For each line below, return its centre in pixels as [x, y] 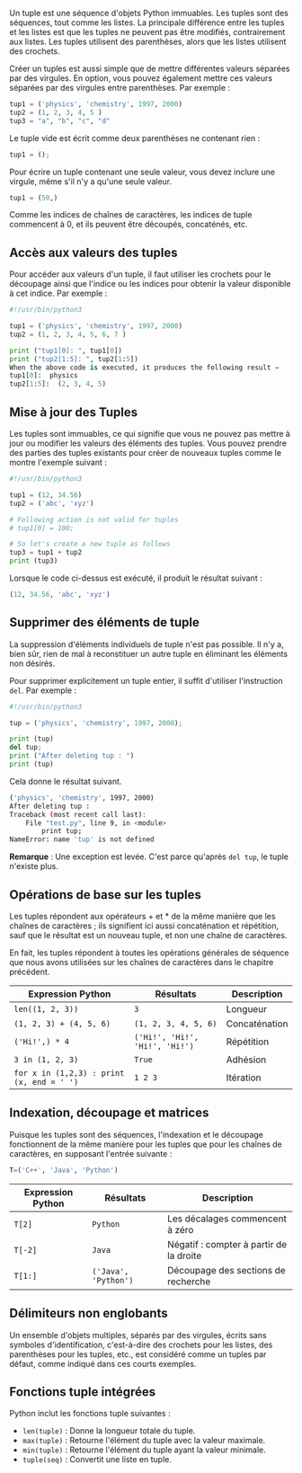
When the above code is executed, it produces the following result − [144, 368]
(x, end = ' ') [46, 1082]
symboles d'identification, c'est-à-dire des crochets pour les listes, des [141, 1344]
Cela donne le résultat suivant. [66, 781]
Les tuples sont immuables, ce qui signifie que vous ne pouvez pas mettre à [150, 434]
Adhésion [246, 1060]
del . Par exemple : [43, 690]
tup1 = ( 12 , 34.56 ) [46, 495]
